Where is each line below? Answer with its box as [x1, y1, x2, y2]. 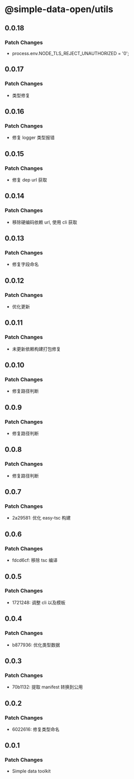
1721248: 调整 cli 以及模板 [12, 599, 66, 605]
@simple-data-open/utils [5, 4, 114, 15]
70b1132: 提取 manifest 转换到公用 [12, 684, 83, 690]
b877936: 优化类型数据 [12, 641, 60, 648]
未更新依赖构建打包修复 [12, 345, 61, 352]
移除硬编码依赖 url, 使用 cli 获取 [12, 219, 78, 225]
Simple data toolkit [12, 768, 51, 774]
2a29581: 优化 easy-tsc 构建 [12, 515, 71, 521]
